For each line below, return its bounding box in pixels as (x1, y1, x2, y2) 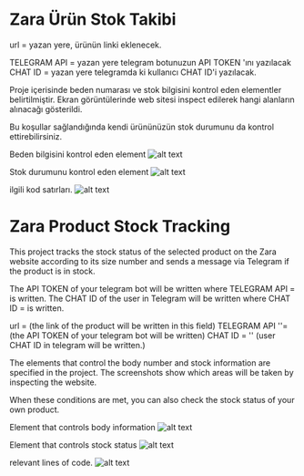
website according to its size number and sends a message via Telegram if (9, 255, 289, 266)
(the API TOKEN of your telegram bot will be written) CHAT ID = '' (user (9, 329, 276, 341)
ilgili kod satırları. (9, 183, 73, 195)
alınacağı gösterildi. (9, 103, 83, 114)
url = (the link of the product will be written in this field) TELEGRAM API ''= (9, 320, 289, 331)
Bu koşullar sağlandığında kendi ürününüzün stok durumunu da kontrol (9, 121, 275, 132)
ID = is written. (9, 302, 65, 314)
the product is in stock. (9, 265, 96, 276)
